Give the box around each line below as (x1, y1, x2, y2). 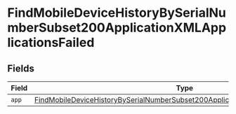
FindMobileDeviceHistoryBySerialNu (7, 5, 227, 21)
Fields (7, 62, 35, 74)
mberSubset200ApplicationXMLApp (7, 20, 227, 36)
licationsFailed (7, 35, 95, 50)
